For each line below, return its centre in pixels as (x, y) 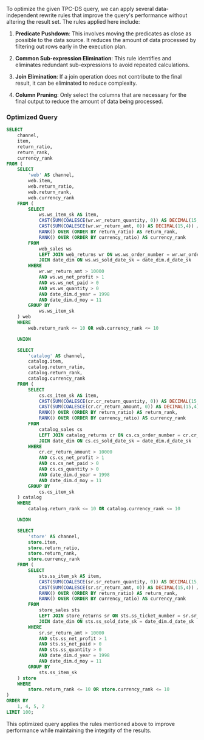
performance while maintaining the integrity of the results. (79, 730)
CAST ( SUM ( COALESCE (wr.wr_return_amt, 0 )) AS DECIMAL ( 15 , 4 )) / (119, 226)
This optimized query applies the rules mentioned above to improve (90, 724)
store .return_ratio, (54, 548)
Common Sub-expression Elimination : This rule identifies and (93, 58)
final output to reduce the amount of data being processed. (89, 101)
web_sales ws (55, 249)
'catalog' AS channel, (57, 356)
